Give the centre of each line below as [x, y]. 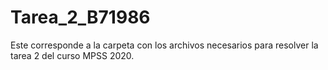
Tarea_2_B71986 [80, 17]
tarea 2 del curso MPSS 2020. [72, 55]
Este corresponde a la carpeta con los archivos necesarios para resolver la [164, 45]
